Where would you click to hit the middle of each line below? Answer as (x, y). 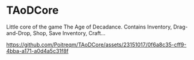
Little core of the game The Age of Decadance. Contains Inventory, (89, 27)
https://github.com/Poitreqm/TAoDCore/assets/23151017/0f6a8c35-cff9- (96, 45)
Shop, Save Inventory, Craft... (69, 33)
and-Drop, (19, 33)
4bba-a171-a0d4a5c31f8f (38, 50)
